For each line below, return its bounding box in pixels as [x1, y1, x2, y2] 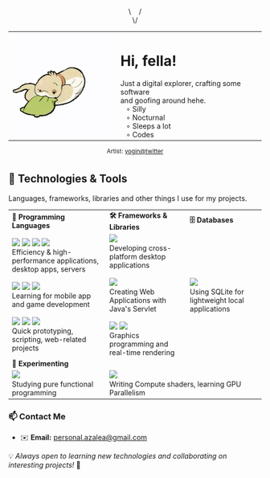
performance [11, 256, 55, 266]
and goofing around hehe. [120, 96, 207, 105]
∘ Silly [125, 104, 146, 113]
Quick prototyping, [11, 326, 74, 336]
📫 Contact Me [8, 411, 66, 422]
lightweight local [190, 295, 244, 304]
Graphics [109, 330, 140, 340]
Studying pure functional [11, 379, 94, 389]
